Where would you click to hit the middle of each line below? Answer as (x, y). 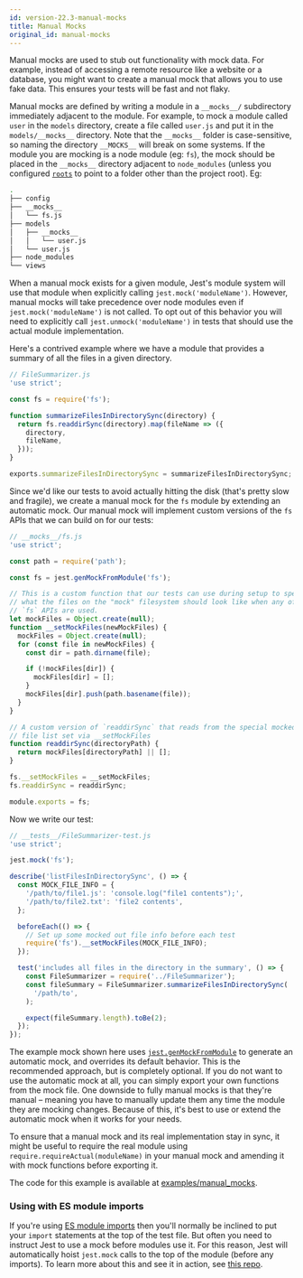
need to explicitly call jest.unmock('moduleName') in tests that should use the (151, 322)
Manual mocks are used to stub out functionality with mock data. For (137, 61)
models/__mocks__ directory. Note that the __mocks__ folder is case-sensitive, (151, 135)
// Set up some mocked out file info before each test (131, 935)
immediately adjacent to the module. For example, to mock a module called (149, 116)
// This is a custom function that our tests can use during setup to (145, 594)
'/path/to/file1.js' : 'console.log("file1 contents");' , (135, 893)
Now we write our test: (51, 819)
